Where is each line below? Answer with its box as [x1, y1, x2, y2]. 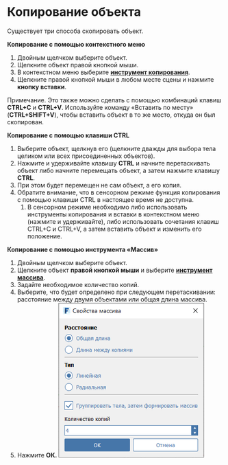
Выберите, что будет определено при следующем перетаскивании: [16, 288, 216, 296]
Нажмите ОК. [16, 451, 58, 459]
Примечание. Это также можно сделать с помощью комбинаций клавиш [7, 95, 222, 104]
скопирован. [7, 117, 45, 126]
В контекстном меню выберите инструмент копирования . [16, 68, 190, 76]
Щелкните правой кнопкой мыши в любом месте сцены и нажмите [16, 75, 214, 83]
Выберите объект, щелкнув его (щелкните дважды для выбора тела [16, 144, 216, 152]
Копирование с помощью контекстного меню [7, 40, 146, 48]
